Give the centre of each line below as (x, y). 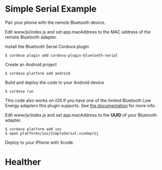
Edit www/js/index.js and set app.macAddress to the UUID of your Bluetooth (81, 115)
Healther (23, 162)
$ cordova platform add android (38, 73)
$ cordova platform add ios (33, 129)
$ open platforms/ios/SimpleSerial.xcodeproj (52, 133)
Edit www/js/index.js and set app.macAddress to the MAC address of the (78, 32)
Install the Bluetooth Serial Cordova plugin (47, 46)
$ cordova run (19, 91)
